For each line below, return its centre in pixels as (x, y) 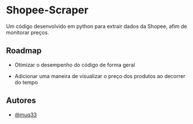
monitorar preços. (28, 32)
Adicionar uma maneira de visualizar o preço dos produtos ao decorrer (100, 76)
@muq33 (25, 115)
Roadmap (24, 51)
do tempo (26, 82)
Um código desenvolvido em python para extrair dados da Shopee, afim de (96, 26)
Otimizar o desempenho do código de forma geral (75, 65)
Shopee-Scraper (47, 10)
